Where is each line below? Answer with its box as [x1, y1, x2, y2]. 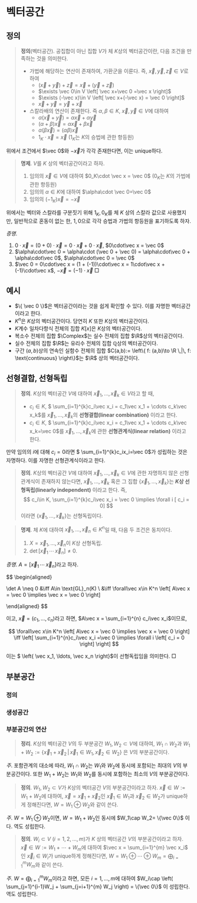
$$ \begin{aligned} [6, 574, 52, 581]
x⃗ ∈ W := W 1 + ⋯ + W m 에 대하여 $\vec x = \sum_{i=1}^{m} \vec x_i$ [20, 843, 188, 852]
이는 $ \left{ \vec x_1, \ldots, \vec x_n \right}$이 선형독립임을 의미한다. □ [6, 652, 177, 660]
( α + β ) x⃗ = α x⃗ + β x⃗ [38, 121, 93, 127]
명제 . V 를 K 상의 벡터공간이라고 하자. [20, 160, 105, 167]
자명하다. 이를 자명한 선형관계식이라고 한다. [6, 457, 106, 464]
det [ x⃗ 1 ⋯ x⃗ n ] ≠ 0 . [29, 547, 78, 556]
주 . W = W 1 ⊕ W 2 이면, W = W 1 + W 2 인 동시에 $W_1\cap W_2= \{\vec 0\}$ [6, 814, 184, 823]
